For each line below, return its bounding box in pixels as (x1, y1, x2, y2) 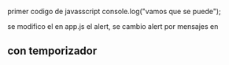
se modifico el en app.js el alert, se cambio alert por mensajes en (7, 22, 219, 31)
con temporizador (7, 45, 98, 58)
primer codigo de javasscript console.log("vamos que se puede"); (7, 7, 221, 16)
